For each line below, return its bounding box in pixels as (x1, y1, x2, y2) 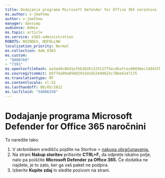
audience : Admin (5, 25, 38, 30)
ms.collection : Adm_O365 (5, 48, 56, 53)
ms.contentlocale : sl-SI (5, 80, 56, 85)
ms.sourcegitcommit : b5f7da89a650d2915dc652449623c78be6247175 (5, 71, 137, 76)
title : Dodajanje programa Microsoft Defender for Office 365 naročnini (5, 7, 157, 12)
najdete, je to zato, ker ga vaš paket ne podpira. (12, 162, 109, 168)
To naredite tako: (5, 137, 39, 143)
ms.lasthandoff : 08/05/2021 (5, 84, 63, 90)
